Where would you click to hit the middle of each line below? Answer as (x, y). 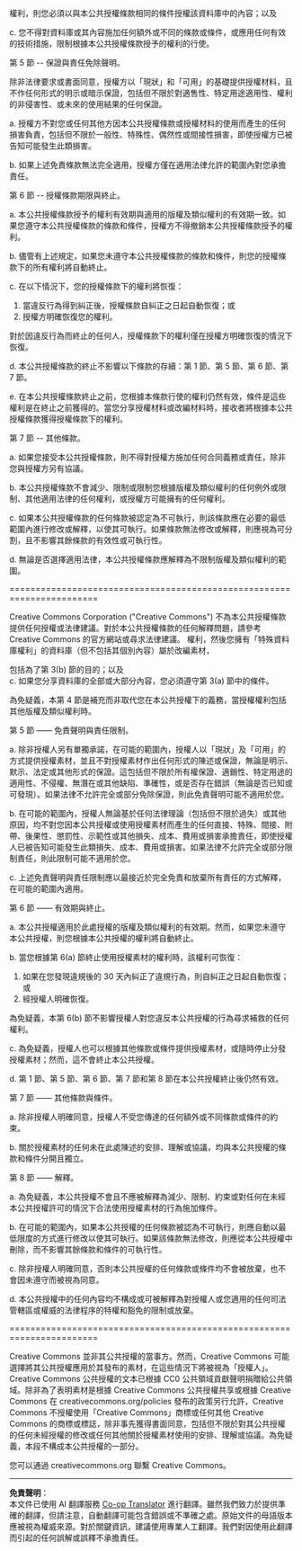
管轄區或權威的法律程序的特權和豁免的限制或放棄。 (104, 1310)
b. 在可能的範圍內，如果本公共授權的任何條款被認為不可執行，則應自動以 (144, 1227)
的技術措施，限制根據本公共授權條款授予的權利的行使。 (111, 44)
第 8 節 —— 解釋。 (44, 1177)
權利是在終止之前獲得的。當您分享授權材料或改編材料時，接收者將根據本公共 (151, 408)
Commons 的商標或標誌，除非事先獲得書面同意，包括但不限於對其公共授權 (147, 1424)
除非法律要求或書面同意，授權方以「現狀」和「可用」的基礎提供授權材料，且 (151, 82)
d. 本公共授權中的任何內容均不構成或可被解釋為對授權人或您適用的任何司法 (148, 1299)
